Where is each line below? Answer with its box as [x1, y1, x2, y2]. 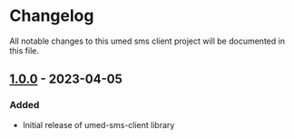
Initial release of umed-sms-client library [22, 119, 175, 130]
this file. [9, 45, 39, 55]
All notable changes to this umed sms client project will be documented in [9, 35, 286, 46]
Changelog [9, 5, 94, 26]
